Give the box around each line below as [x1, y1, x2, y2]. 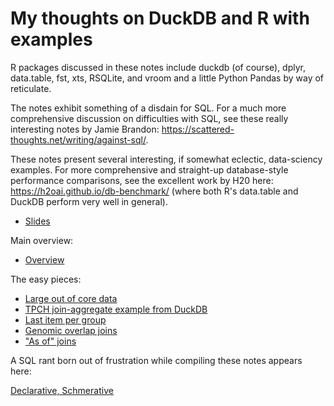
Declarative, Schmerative [10, 384, 114, 396]
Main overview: [10, 234, 74, 246]
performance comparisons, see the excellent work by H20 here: [10, 174, 274, 186]
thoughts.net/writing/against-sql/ [10, 133, 147, 146]
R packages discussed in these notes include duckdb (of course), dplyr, [10, 61, 307, 73]
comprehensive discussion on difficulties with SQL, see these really [10, 112, 289, 124]
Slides [24, 215, 51, 227]
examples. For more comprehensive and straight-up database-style [10, 163, 289, 176]
